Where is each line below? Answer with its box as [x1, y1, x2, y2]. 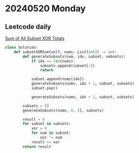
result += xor [31, 139, 60, 145]
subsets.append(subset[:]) [40, 63, 95, 68]
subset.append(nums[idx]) [31, 76, 84, 81]
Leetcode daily [5, 23, 51, 31]
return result [23, 144, 51, 149]
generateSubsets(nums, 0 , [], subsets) [23, 108, 104, 113]
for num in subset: [31, 130, 71, 135]
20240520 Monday [5, 3, 86, 14]
